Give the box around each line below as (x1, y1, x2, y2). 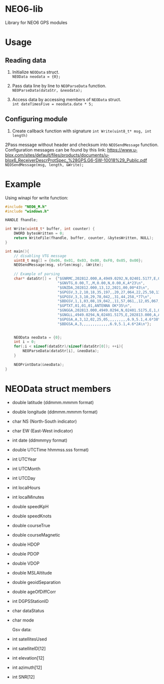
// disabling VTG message (14, 253, 67, 258)
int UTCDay (12, 475, 36, 481)
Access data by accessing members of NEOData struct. (12, 96, 122, 102)
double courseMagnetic (12, 532, 61, 538)
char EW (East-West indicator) (12, 427, 73, 433)
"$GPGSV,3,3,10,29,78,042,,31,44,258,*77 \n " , (57, 294, 152, 299)
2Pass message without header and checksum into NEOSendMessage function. (5, 142, 159, 148)
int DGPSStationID (12, 598, 49, 604)
